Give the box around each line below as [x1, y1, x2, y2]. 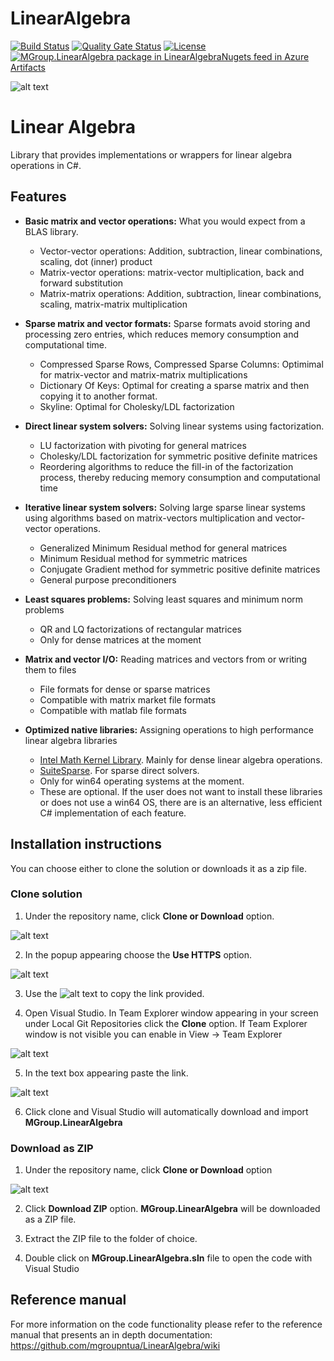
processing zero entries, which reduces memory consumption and [24, 328, 300, 340]
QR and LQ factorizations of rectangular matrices [39, 623, 242, 635]
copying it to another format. [39, 390, 158, 402]
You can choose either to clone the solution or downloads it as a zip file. [10, 862, 307, 874]
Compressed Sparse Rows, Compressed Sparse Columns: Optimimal [39, 358, 324, 370]
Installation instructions [10, 836, 162, 853]
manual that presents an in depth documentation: [10, 1328, 213, 1341]
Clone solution [10, 887, 83, 901]
